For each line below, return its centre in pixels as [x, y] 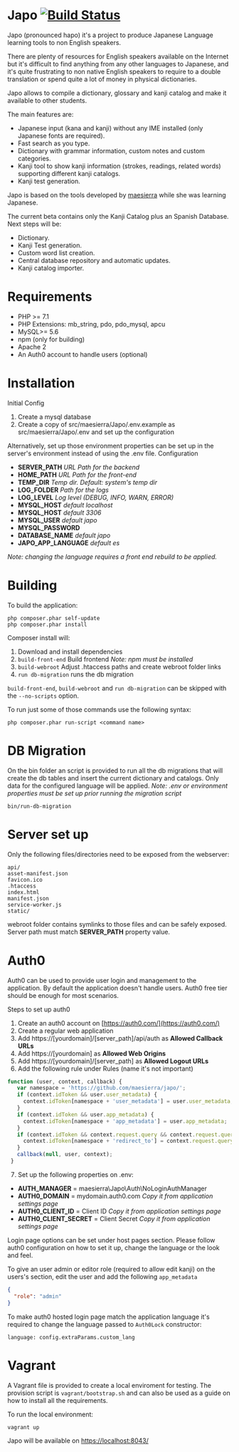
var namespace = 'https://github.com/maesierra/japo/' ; [101, 1088]
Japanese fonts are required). [61, 135]
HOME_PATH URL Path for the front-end [77, 475]
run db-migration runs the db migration [75, 674]
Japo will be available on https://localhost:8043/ [78, 1441]
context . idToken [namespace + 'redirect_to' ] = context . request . [121, 1141]
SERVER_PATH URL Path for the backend [79, 467]
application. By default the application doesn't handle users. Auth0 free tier [117, 988]
